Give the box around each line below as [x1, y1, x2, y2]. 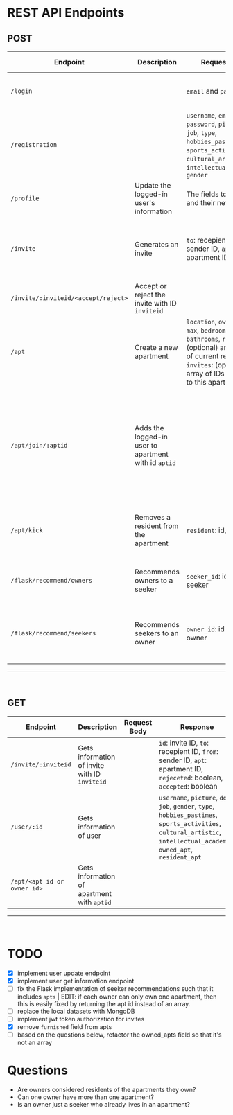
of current [186, 351, 219, 361]
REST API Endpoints [7, 5, 125, 21]
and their [186, 198, 216, 207]
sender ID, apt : [158, 755, 207, 765]
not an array [17, 1038, 53, 1047]
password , [186, 119, 217, 129]
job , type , [186, 128, 217, 137]
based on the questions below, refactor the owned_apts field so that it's [17, 1030, 222, 1039]
